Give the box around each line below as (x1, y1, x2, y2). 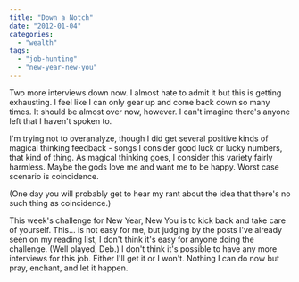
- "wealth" (17, 37, 58, 47)
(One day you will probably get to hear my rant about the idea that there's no (9, 188, 291, 199)
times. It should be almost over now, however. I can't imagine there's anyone (9, 106, 290, 117)
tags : (9, 46, 29, 55)
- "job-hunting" (17, 54, 78, 63)
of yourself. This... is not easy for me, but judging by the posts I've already (9, 224, 283, 235)
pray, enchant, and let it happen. (9, 262, 129, 273)
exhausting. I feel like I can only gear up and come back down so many (9, 96, 270, 107)
